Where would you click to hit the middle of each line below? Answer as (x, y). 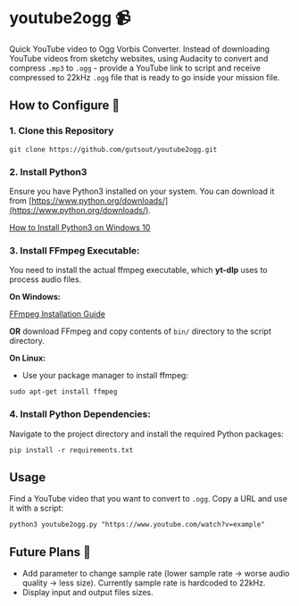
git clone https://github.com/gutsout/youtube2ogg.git (113, 149)
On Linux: (28, 358)
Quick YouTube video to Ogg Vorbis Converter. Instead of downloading (140, 49)
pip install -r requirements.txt (71, 450)
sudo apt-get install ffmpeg (63, 392)
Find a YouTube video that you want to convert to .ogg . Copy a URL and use (149, 499)
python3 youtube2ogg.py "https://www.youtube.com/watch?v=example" (137, 525)
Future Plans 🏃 (50, 552)
